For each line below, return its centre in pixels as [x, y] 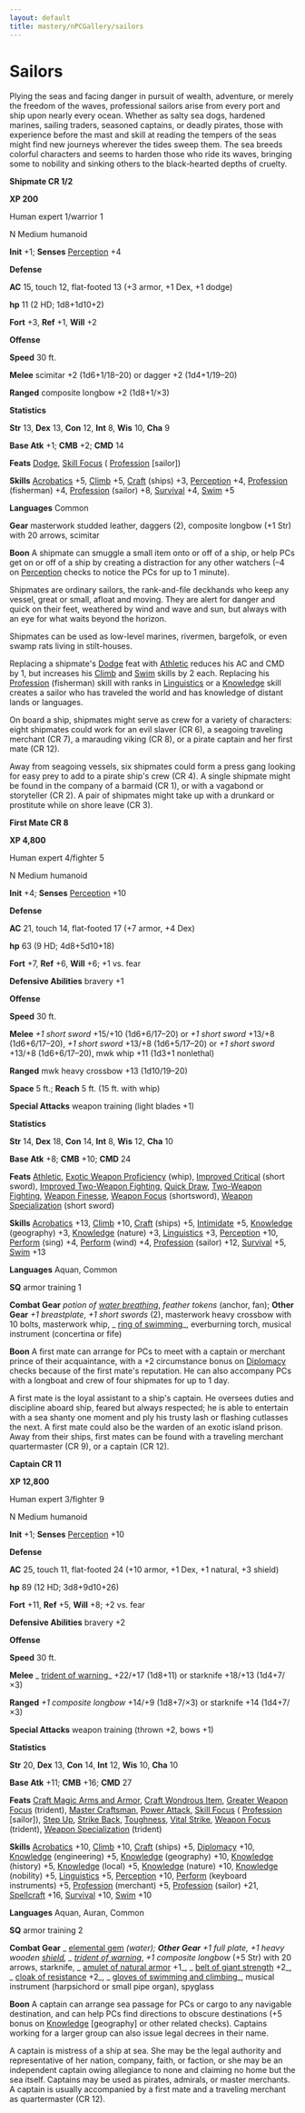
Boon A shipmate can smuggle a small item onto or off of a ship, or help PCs [152, 553]
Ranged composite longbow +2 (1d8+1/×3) [89, 393]
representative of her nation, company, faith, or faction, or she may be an [146, 2060]
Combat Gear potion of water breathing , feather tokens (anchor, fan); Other [152, 1305]
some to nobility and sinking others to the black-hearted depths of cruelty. [148, 164]
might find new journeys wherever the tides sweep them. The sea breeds [146, 145]
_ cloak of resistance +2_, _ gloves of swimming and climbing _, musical [142, 1977]
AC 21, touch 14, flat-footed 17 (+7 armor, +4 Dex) [102, 929]
